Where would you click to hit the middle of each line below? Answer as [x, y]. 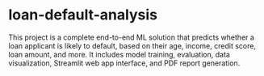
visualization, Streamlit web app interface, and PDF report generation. [124, 63]
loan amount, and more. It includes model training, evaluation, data [119, 54]
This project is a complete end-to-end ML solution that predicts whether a [131, 37]
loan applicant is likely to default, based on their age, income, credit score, [132, 45]
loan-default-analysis [83, 15]
